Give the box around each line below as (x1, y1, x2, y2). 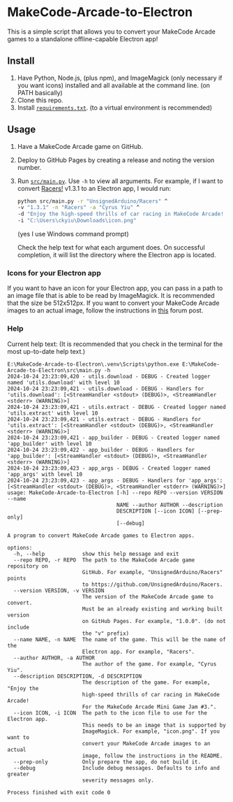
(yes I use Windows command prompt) (17, 230, 129, 238)
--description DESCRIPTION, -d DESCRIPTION (13, 673, 142, 680)
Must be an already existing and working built (82, 606, 223, 613)
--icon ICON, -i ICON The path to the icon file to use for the (13, 709, 208, 717)
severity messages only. (82, 777, 155, 784)
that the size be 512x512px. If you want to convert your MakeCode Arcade (7, 299, 220, 308)
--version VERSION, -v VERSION (13, 587, 105, 594)
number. (17, 163, 42, 171)
